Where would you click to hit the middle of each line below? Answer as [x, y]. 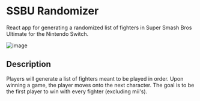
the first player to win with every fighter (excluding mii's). [77, 91]
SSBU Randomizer [53, 11]
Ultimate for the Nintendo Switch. [47, 33]
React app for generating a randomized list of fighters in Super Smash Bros [99, 27]
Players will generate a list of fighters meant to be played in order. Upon [95, 78]
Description [29, 64]
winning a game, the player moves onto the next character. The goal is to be [100, 85]
